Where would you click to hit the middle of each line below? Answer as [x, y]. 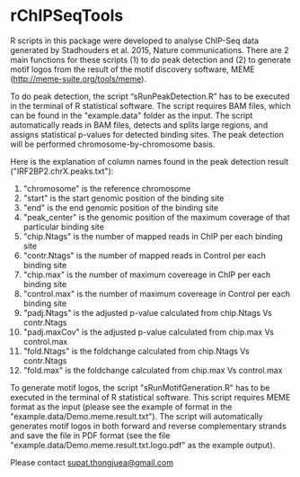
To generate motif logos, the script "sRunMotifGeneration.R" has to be [140, 387]
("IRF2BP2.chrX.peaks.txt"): [62, 171]
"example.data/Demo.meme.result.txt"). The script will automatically [137, 416]
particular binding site [63, 227]
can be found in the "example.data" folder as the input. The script [132, 115]
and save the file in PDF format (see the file [90, 435]
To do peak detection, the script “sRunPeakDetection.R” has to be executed [150, 96]
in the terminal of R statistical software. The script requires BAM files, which [150, 105]
